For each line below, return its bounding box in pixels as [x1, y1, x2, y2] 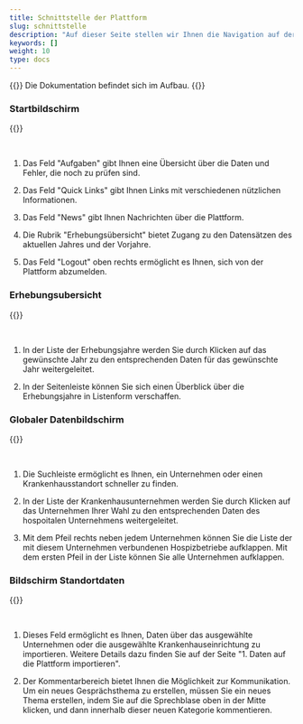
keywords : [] [9, 38, 59, 48]
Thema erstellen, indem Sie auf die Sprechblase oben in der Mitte [22, 695, 266, 706]
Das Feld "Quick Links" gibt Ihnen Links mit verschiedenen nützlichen [22, 185, 281, 196]
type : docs [9, 55, 50, 64]
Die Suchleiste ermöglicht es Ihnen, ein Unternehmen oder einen [22, 469, 263, 479]
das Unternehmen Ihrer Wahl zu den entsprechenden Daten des [22, 505, 261, 515]
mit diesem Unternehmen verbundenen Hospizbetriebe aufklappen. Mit [22, 542, 288, 552]
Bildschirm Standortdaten [9, 574, 125, 587]
